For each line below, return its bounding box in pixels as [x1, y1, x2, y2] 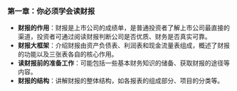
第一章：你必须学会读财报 [7, 6, 95, 16]
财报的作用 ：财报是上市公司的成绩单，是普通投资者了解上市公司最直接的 [17, 23, 230, 32]
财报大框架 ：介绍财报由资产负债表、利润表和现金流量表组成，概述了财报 [17, 41, 230, 50]
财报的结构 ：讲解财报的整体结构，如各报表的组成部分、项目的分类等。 [17, 76, 224, 85]
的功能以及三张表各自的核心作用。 [17, 50, 118, 59]
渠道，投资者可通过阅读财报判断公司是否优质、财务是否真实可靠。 [17, 32, 211, 41]
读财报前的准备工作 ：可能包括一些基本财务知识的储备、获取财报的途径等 [17, 59, 230, 68]
